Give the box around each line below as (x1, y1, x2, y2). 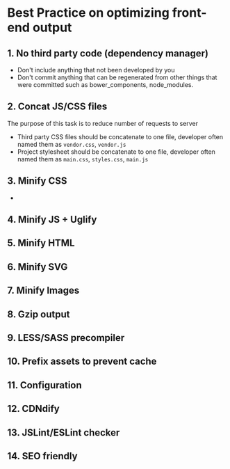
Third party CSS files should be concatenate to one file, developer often (17, 132, 224, 141)
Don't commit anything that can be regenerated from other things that (17, 73, 217, 81)
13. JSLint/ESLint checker (7, 427, 120, 438)
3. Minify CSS (7, 175, 67, 187)
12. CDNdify (7, 403, 60, 415)
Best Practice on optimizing (7, 5, 170, 21)
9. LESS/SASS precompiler (7, 332, 125, 344)
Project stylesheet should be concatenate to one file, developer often (17, 148, 215, 156)
